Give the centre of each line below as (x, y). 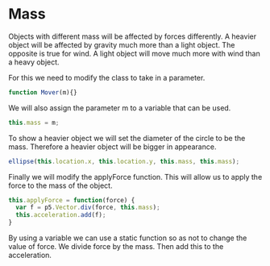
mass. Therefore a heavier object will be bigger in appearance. (112, 147)
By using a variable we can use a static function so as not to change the (128, 238)
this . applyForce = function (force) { (72, 200)
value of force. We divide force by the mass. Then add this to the (116, 247)
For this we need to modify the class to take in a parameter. (107, 77)
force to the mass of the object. (60, 185)
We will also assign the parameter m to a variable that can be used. (120, 108)
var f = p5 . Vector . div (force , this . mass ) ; (88, 208)
